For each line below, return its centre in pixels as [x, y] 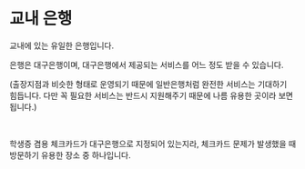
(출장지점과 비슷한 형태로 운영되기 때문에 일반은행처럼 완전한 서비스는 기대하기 [148, 84]
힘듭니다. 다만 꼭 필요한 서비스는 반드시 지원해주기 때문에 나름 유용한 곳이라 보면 [152, 95]
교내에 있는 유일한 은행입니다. [62, 45]
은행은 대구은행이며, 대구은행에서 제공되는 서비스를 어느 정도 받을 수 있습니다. [147, 65]
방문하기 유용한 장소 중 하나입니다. [70, 154]
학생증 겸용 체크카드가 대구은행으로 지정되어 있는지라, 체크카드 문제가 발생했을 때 [153, 144]
